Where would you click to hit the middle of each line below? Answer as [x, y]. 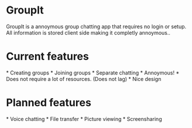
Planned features [49, 103]
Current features [47, 57]
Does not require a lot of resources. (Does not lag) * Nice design [84, 79]
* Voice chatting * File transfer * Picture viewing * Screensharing [84, 119]
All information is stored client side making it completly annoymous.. [88, 32]
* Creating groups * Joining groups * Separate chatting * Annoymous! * [93, 73]
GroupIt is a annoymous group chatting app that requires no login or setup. [96, 26]
